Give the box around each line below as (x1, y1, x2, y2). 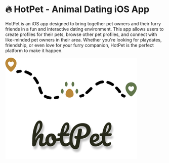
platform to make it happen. (5, 47, 63, 54)
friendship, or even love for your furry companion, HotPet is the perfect (5, 42, 154, 48)
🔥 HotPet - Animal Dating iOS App (5, 4, 150, 15)
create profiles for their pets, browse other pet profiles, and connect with (5, 31, 157, 37)
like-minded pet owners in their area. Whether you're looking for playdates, (5, 36, 162, 43)
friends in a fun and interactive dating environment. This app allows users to (5, 26, 164, 32)
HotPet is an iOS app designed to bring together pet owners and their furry (5, 20, 161, 26)
